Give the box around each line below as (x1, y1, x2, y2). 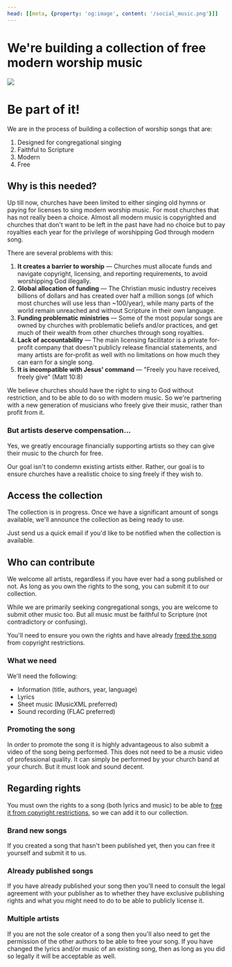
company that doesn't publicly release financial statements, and (34, 343, 217, 352)
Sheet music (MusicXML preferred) (17, 700, 118, 708)
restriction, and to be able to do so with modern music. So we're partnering (7, 393, 222, 402)
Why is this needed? (7, 180, 97, 191)
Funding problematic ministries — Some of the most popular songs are (17, 314, 223, 323)
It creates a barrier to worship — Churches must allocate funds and (17, 262, 213, 271)
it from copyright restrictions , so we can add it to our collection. (7, 808, 189, 816)
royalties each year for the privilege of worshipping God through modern (7, 228, 215, 237)
